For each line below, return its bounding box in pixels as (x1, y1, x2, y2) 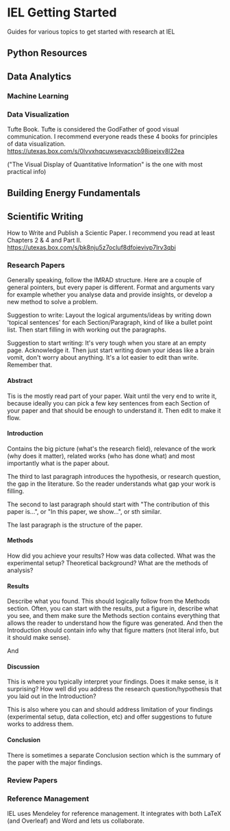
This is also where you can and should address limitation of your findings (7, 706, 214, 714)
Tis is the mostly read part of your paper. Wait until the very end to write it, (7, 392, 217, 400)
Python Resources (7, 47, 88, 59)
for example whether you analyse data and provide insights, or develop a (7, 290, 213, 299)
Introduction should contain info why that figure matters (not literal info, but (7, 626, 219, 634)
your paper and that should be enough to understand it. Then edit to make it (7, 406, 221, 414)
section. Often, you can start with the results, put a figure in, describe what (7, 604, 218, 612)
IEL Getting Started (7, 5, 117, 21)
